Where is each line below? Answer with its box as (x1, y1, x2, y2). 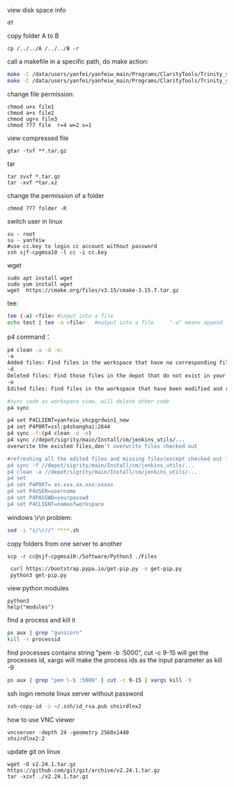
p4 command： (7, 333, 52, 341)
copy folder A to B (7, 31, 59, 40)
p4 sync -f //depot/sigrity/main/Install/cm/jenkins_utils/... (7, 461, 195, 469)
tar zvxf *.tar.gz (7, 173, 61, 180)
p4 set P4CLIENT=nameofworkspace (7, 501, 104, 507)
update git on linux (7, 747, 61, 756)
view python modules (7, 584, 69, 593)
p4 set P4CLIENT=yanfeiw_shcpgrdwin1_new (7, 417, 130, 424)
